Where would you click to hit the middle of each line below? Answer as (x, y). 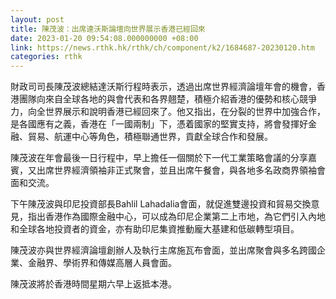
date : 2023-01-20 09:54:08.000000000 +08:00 (104, 38)
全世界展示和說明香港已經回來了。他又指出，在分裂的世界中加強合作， (181, 112)
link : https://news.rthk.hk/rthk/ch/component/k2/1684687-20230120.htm (162, 47)
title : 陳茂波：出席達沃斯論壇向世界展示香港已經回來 (108, 29)
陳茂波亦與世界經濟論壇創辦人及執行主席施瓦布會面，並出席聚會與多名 (155, 250)
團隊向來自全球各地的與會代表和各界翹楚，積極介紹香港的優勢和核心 (159, 99)
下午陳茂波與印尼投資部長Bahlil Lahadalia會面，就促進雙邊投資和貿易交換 (161, 204)
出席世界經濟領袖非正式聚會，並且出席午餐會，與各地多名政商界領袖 (176, 170)
